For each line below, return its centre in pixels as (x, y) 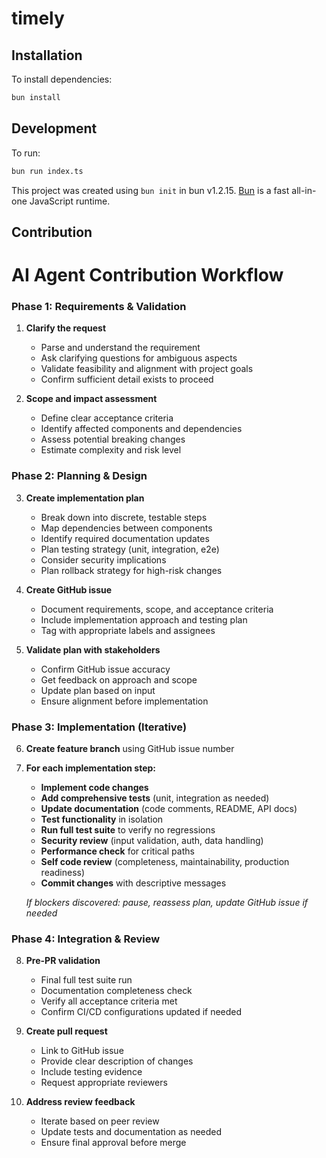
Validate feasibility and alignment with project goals (147, 369)
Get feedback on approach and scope (119, 679)
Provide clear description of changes (117, 1061)
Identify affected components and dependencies (141, 429)
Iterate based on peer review (100, 1121)
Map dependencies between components (126, 528)
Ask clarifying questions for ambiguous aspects (139, 358)
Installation (47, 55)
